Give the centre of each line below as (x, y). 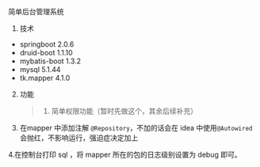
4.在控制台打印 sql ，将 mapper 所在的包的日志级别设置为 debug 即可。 (125, 154)
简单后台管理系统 (36, 11)
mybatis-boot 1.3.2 (50, 61)
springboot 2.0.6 (47, 44)
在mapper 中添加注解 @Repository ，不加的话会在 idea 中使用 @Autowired (136, 128)
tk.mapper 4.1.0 (45, 78)
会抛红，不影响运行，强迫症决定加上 (79, 138)
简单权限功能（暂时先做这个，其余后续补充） (124, 111)
